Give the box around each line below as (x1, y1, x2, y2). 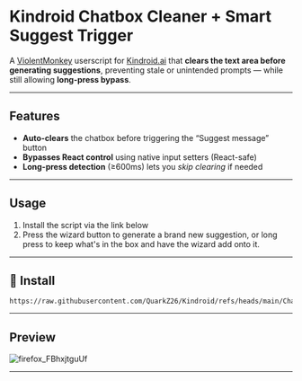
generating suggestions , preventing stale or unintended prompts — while (9, 65, 283, 75)
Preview (9, 330, 57, 345)
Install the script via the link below (22, 219, 149, 230)
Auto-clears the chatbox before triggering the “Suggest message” (22, 132, 270, 143)
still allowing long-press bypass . (9, 74, 132, 84)
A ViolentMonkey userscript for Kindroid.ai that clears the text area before (9, 55, 286, 66)
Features (9, 109, 60, 124)
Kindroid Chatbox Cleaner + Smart (9, 6, 272, 27)
